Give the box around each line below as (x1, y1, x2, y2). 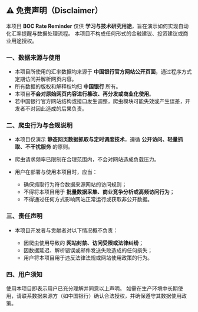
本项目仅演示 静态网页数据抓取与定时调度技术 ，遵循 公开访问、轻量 (14, 136, 178, 143)
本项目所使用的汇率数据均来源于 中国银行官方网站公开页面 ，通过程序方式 (14, 68, 192, 75)
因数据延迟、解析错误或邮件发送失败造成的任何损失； (23, 246, 153, 253)
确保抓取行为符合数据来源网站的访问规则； (23, 181, 127, 188)
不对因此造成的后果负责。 (25, 105, 87, 112)
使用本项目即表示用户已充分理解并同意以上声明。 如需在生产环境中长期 (6, 285, 178, 292)
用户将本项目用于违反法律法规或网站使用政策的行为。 (23, 254, 153, 261)
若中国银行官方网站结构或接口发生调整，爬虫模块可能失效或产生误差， (14, 98, 186, 105)
